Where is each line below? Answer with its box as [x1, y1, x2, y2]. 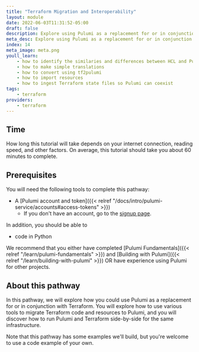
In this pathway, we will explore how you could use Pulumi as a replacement [6, 296, 191, 303]
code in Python [14, 233, 52, 240]
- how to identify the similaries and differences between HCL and [17, 58, 187, 64]
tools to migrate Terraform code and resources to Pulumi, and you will [6, 309, 176, 316]
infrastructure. [6, 321, 41, 328]
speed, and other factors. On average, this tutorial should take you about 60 [6, 147, 191, 154]
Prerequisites [6, 170, 57, 180]
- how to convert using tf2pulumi [17, 69, 102, 75]
